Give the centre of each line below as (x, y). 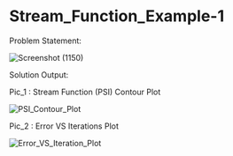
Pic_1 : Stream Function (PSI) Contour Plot (85, 92)
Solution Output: (39, 74)
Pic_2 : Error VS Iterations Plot (64, 126)
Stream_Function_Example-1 (116, 16)
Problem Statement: (46, 41)
